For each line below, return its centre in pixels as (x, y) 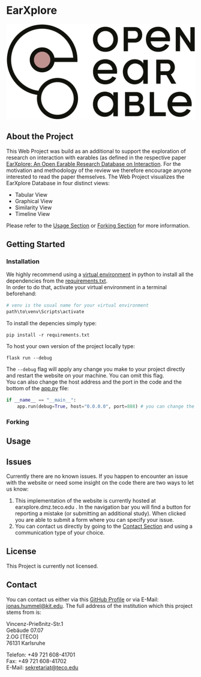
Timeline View (32, 213)
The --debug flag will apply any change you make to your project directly (96, 369)
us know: (17, 489)
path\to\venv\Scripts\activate (45, 312)
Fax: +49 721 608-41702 (37, 661)
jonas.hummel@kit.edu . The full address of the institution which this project (100, 605)
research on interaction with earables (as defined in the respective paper (96, 158)
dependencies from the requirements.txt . (57, 281)
